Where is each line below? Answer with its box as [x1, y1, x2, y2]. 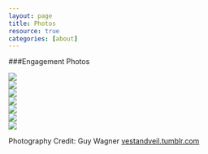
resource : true [8, 27, 60, 35]
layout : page [8, 11, 53, 20]
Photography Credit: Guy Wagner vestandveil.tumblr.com [8, 136, 200, 146]
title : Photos [8, 19, 57, 28]
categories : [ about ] [8, 34, 79, 43]
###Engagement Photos [8, 57, 90, 66]
